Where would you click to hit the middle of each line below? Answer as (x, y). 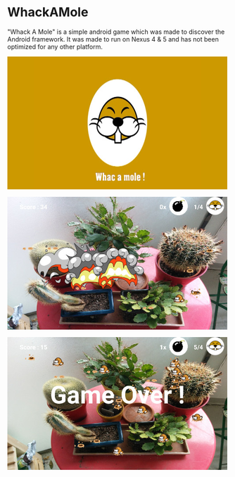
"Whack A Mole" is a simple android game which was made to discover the (116, 32)
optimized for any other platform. (55, 46)
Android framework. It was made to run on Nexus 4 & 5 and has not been (113, 39)
